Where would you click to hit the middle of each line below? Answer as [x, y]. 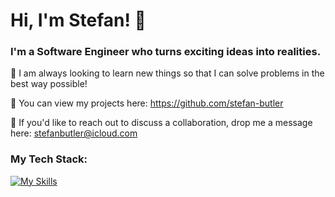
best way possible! [49, 84]
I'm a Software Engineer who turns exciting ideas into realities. [166, 52]
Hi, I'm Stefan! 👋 [78, 20]
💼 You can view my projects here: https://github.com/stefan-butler [147, 103]
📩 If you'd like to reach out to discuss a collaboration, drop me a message [161, 123]
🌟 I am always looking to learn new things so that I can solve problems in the [167, 73]
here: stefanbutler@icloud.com [74, 133]
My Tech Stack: [49, 159]
